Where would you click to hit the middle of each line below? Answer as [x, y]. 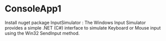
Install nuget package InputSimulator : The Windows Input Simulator [75, 22]
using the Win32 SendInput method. [42, 33]
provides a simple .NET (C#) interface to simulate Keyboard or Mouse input [83, 27]
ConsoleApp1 [33, 9]
